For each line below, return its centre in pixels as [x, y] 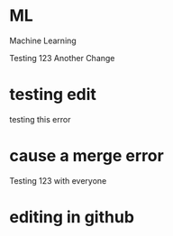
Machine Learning [43, 41]
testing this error [40, 119]
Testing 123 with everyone [58, 180]
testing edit [53, 95]
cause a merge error [86, 156]
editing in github [72, 217]
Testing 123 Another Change [62, 58]
